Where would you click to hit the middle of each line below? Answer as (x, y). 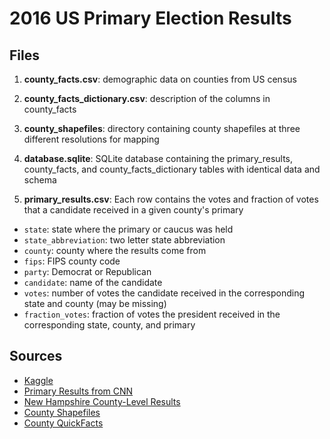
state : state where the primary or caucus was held (128, 229)
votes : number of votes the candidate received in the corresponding (164, 293)
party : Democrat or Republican (87, 271)
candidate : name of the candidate (93, 282)
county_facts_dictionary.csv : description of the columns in (147, 98)
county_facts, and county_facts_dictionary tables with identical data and (172, 169)
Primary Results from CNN (78, 391)
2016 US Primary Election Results (150, 18)
